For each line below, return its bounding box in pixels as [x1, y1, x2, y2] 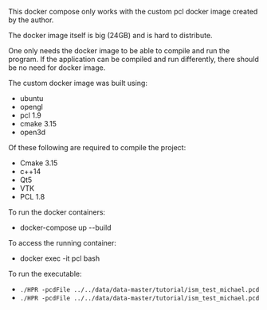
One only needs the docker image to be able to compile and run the [8, 46, 230, 55]
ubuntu [19, 94, 44, 103]
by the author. [8, 15, 54, 25]
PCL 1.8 [19, 192, 45, 201]
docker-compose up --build [19, 223, 112, 232]
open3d [19, 127, 46, 137]
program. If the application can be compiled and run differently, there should [8, 55, 259, 64]
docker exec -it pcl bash [19, 254, 100, 263]
